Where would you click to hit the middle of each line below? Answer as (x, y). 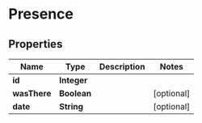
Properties (36, 44)
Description (122, 67)
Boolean (75, 93)
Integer (74, 80)
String (71, 106)
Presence (41, 14)
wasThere (32, 93)
